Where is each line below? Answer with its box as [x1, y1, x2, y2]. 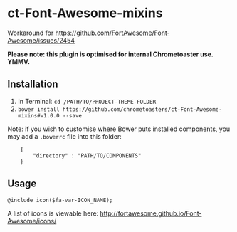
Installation [7, 78, 58, 90]
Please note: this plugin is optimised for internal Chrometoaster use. [7, 50, 214, 58]
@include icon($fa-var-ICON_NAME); [7, 196, 113, 204]
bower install [17, 105, 60, 113]
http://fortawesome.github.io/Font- [100, 209, 202, 218]
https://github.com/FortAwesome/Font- [55, 28, 170, 37]
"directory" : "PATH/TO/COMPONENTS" [33, 152, 142, 159]
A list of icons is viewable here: [7, 209, 99, 218]
